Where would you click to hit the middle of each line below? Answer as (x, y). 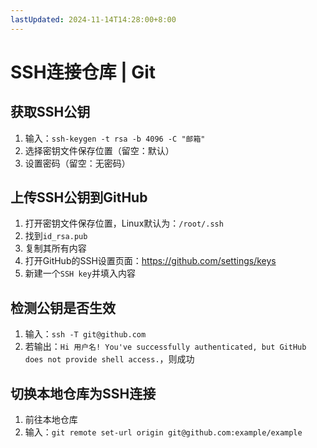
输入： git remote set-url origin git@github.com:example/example (163, 432)
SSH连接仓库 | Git (83, 72)
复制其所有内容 (55, 248)
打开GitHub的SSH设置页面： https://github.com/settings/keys (150, 261)
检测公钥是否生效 (63, 307)
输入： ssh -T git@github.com (85, 334)
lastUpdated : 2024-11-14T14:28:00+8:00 (93, 19)
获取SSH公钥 (50, 112)
